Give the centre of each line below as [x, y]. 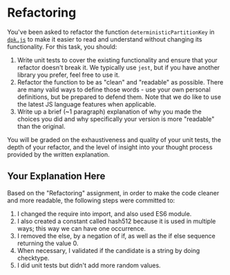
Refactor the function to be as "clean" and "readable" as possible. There [120, 82]
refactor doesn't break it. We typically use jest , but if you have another [118, 67]
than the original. [41, 126]
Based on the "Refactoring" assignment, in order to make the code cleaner [113, 193]
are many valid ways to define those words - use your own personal [114, 89]
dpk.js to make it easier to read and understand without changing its [105, 39]
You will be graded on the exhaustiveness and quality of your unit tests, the [114, 139]
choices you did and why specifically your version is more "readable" [116, 118]
